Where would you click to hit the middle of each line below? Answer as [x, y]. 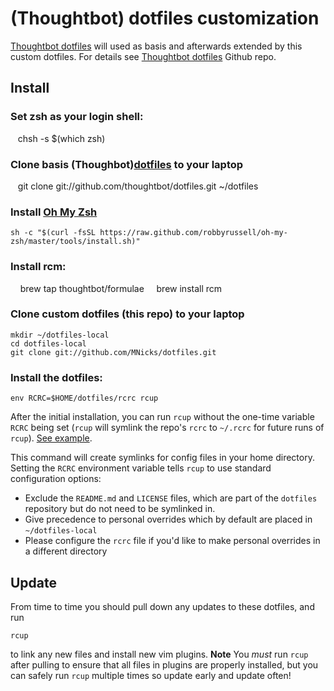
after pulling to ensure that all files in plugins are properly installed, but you [164, 664]
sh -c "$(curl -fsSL [53, 233]
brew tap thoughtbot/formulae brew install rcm [121, 288]
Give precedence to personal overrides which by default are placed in [168, 519]
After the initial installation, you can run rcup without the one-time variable [162, 417]
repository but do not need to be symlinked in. [120, 509]
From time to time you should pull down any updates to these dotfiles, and [162, 606]
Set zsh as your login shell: [77, 117]
